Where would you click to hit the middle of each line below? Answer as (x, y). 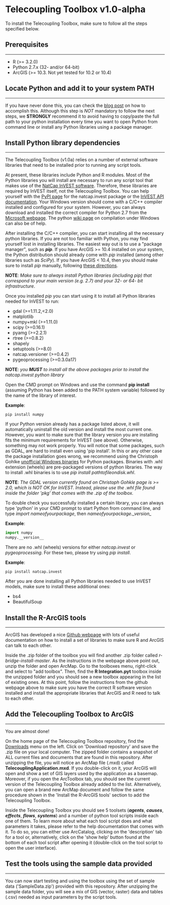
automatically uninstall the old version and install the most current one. (79, 429)
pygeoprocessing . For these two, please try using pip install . (68, 553)
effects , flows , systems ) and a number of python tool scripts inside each (82, 815)
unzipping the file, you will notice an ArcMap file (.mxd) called (70, 763)
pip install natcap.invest (34, 572)
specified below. (22, 28)
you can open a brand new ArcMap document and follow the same (75, 789)
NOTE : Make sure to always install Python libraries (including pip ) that (79, 275)
